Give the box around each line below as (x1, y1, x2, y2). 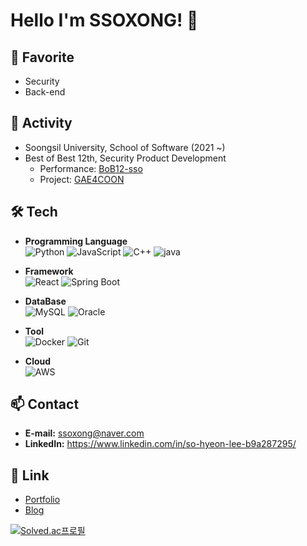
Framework (24, 265, 74, 277)
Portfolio (24, 494, 61, 506)
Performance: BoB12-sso (39, 162, 143, 174)
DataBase (24, 295, 67, 307)
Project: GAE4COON (39, 173, 125, 185)
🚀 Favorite (10, 49, 75, 66)
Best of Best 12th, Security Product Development (24, 152, 227, 164)
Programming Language (24, 235, 128, 247)
